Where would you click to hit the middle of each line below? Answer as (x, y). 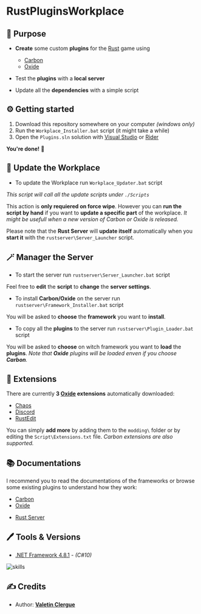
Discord (25, 412)
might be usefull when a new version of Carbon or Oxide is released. (92, 219)
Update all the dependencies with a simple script (77, 90)
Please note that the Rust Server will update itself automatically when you (100, 231)
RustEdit (26, 418)
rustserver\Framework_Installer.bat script (69, 305)
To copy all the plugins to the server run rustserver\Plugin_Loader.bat (104, 329)
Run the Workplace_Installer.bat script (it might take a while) (92, 130)
